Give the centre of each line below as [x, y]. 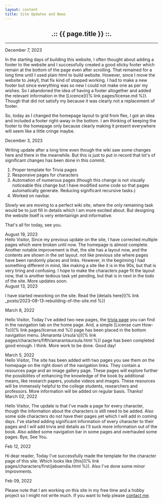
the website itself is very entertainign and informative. [59, 215]
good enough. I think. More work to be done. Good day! [61, 346]
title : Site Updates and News [36, 14]
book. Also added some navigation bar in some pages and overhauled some [81, 432]
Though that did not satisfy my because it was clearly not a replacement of [80, 101]
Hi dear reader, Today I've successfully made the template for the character [81, 456]
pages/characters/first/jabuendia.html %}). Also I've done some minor [75, 466]
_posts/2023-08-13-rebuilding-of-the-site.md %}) [55, 301]
